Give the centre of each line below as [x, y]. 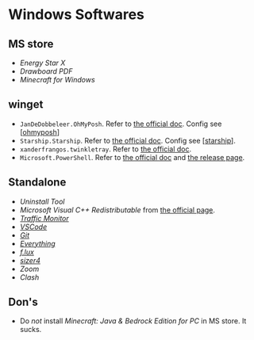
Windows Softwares [77, 15]
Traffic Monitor [44, 218]
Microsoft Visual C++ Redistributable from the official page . [117, 210]
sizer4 [30, 260]
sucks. [31, 330]
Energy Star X [42, 63]
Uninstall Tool [42, 201]
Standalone [37, 183]
